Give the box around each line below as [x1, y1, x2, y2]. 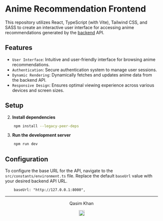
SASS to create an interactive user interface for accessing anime [5, 24, 134, 30]
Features [5, 44, 33, 52]
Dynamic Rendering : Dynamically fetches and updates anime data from [12, 72, 152, 78]
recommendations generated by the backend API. [5, 29, 104, 35]
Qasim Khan [69, 201, 94, 206]
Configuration [5, 155, 49, 163]
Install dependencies [12, 114, 56, 120]
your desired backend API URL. [5, 178, 68, 184]
